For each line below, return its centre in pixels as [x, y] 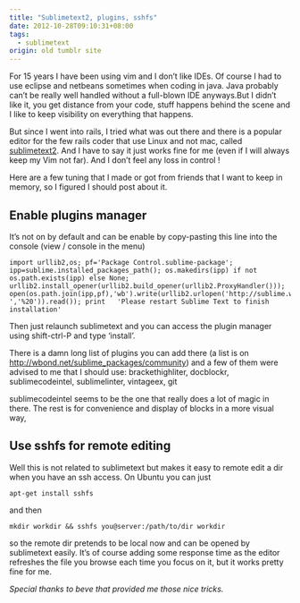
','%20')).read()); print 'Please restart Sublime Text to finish [139, 301]
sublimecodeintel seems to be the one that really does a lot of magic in [139, 398]
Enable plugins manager [78, 215]
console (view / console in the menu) [77, 246]
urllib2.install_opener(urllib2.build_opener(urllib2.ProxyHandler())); [147, 286]
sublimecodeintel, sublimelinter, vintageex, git [93, 381]
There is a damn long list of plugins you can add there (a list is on [129, 352]
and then [25, 510]
